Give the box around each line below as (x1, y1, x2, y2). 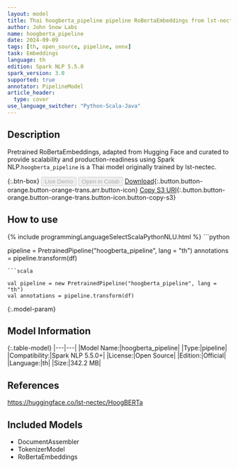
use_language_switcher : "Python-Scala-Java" (7, 103, 141, 110)
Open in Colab (81, 178, 120, 185)
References (7, 379, 59, 392)
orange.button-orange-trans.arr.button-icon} (7, 186, 138, 194)
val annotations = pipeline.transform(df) (7, 292, 135, 299)
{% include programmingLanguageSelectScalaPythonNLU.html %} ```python (7, 232, 230, 241)
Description (7, 129, 60, 141)
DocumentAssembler (17, 437, 80, 446)
